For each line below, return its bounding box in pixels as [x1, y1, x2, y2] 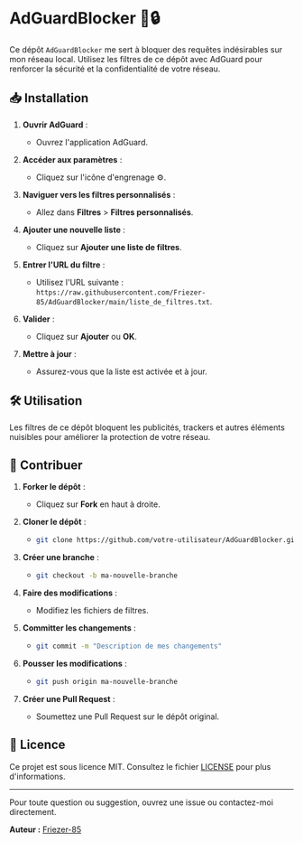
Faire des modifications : [22, 587, 118, 598]
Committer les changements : [22, 623, 137, 633]
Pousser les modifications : [22, 658, 128, 669]
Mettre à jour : [22, 348, 77, 359]
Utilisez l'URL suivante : [35, 276, 124, 287]
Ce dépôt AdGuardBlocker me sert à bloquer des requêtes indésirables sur [9, 43, 282, 55]
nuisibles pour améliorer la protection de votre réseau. [9, 431, 211, 442]
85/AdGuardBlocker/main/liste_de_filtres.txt [35, 297, 210, 306]
